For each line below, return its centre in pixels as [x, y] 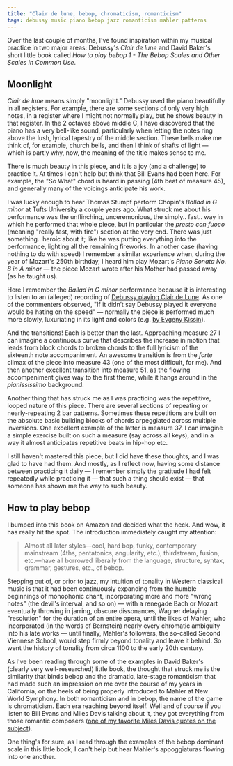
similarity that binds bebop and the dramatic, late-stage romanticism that [112, 677]
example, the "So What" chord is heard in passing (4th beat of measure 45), [116, 181]
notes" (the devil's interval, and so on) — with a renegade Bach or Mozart [113, 603]
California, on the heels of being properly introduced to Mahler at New [108, 691]
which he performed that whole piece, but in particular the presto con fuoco [116, 225]
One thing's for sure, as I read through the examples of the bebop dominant [115, 742]
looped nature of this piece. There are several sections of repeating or [108, 406]
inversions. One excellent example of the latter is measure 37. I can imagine [115, 428]
